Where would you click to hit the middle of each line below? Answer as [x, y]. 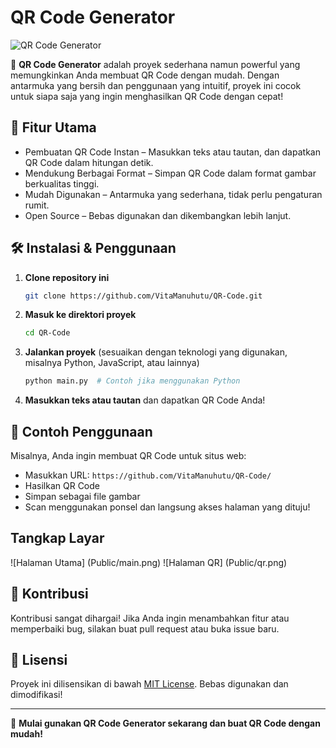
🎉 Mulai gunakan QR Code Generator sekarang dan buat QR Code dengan [165, 723]
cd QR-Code [47, 333]
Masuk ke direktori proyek [80, 315]
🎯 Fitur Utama [53, 127]
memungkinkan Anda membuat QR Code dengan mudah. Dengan [145, 75]
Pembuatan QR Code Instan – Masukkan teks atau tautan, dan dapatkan [172, 152]
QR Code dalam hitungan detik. [89, 162]
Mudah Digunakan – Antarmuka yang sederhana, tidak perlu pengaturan [173, 194]
